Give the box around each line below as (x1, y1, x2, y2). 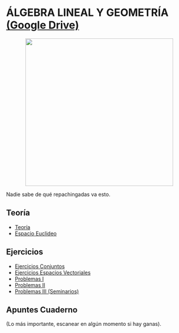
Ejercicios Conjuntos (14, 263, 65, 270)
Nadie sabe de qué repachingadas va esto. (6, 191, 110, 198)
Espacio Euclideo (14, 230, 57, 237)
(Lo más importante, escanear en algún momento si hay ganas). (6, 321, 161, 328)
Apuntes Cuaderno (6, 305, 78, 315)
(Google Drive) (6, 18, 79, 32)
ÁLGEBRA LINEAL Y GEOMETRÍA (6, 6, 169, 19)
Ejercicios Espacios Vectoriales (14, 269, 91, 276)
